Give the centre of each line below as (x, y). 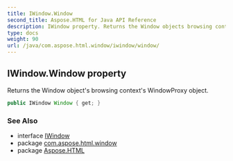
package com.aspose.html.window (67, 143)
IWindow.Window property (67, 74)
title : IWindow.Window (40, 13)
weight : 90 (23, 39)
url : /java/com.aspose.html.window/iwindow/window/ (83, 46)
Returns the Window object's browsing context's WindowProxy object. (108, 90)
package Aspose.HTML (51, 150)
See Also (23, 120)
